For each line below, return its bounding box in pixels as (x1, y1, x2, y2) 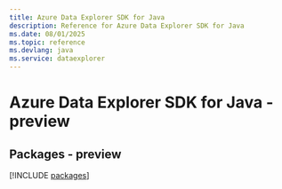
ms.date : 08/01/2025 (9, 29, 86, 38)
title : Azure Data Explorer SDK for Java (9, 12, 165, 22)
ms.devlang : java (9, 46, 74, 55)
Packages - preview (9, 146, 122, 161)
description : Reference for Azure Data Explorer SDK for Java (9, 21, 245, 30)
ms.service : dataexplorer (9, 54, 105, 63)
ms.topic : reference (9, 37, 86, 47)
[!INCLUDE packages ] (9, 170, 90, 180)
